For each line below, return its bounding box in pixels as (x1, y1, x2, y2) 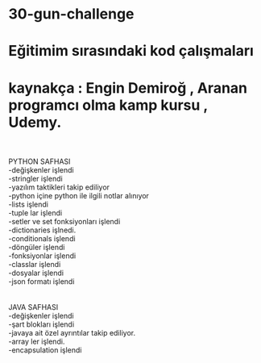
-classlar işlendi (8, 260, 61, 269)
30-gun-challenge (8, 5, 135, 23)
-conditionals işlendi (8, 234, 76, 244)
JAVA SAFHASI (8, 302, 59, 312)
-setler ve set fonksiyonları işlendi (8, 217, 121, 227)
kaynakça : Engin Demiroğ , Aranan (8, 78, 248, 97)
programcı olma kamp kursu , (8, 96, 208, 114)
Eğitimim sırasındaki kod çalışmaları (8, 42, 254, 60)
